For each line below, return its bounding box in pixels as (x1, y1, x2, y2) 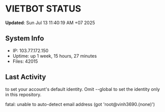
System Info (5, 34, 45, 43)
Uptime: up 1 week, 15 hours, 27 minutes (12, 53, 97, 59)
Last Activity (5, 73, 47, 81)
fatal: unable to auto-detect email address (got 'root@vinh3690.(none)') (5, 101, 155, 107)
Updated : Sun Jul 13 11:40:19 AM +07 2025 (5, 20, 95, 26)
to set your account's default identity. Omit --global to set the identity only (5, 86, 160, 92)
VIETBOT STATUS (5, 3, 81, 15)
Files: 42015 (12, 58, 38, 64)
